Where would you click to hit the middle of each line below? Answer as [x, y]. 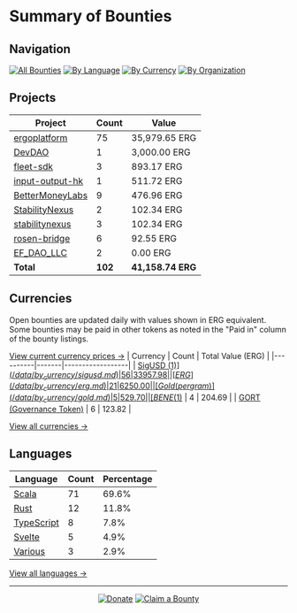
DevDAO [31, 152]
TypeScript [36, 522]
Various [30, 551]
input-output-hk [49, 180]
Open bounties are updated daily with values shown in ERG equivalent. [138, 319]
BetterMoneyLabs [51, 195]
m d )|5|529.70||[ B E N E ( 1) [139, 398]
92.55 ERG [154, 238]
